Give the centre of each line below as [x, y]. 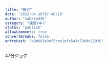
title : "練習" [19, 9]
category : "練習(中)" [26, 23]
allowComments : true [26, 32]
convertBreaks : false [27, 37]
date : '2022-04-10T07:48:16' [35, 14]
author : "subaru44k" [26, 18]
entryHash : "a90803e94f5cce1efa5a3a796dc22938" [54, 41]
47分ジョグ [16, 55]
